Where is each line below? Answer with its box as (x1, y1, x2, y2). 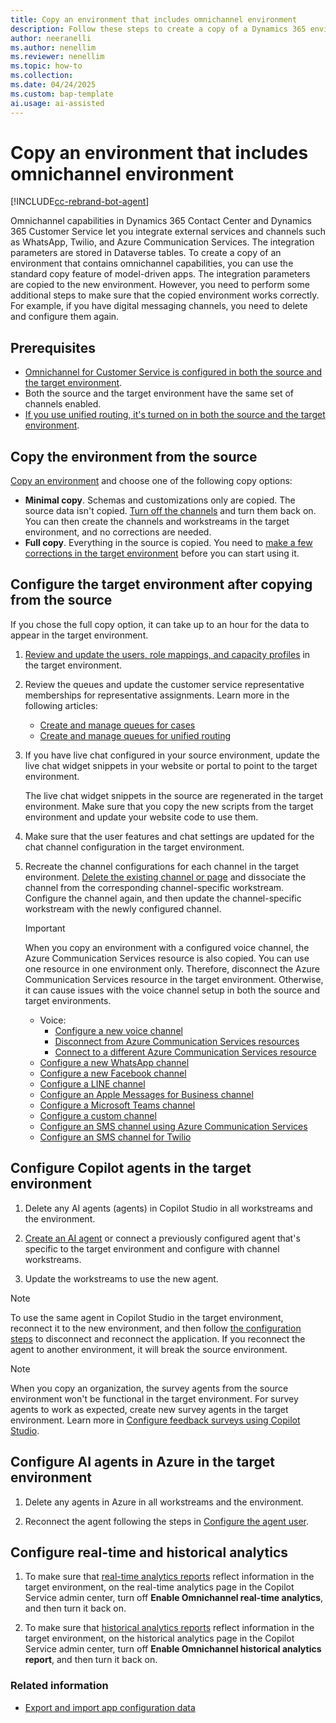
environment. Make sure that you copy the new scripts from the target (24, 800, 314, 812)
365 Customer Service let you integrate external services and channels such (10, 226, 326, 238)
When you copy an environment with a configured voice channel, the (24, 941, 310, 953)
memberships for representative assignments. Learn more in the (24, 689, 290, 701)
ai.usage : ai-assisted (10, 98, 105, 108)
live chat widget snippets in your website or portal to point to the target (24, 759, 318, 771)
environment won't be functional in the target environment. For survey (10, 1392, 299, 1405)
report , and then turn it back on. (24, 1654, 158, 1666)
